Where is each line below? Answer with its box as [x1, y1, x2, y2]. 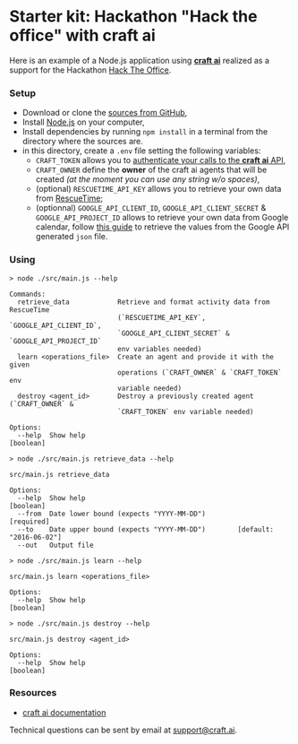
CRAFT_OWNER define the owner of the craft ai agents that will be [35, 164, 268, 176]
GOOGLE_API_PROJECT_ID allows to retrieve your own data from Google [35, 212, 289, 223]
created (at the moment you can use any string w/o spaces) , [35, 174, 260, 185]
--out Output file [17, 541, 94, 549]
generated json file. [35, 231, 108, 242]
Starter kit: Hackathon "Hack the [9, 6, 258, 27]
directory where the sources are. [21, 136, 143, 147]
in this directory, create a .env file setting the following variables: [21, 145, 261, 156]
